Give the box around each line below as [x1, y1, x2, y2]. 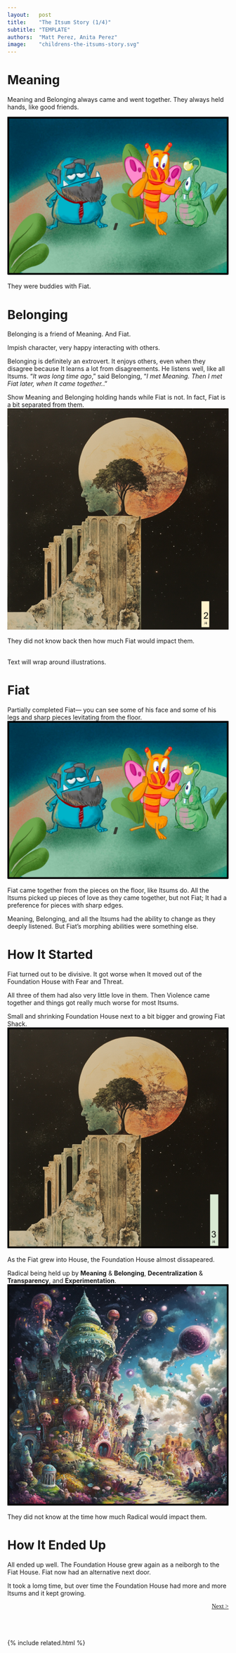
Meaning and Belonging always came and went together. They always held [7, 96, 224, 104]
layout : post [7, 11, 52, 18]
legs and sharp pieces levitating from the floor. [7, 713, 143, 721]
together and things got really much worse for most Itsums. [7, 998, 179, 1007]
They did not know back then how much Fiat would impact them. [7, 636, 195, 645]
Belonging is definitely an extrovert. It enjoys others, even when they [7, 357, 206, 365]
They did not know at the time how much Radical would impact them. [7, 1512, 207, 1521]
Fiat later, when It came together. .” [7, 379, 107, 388]
